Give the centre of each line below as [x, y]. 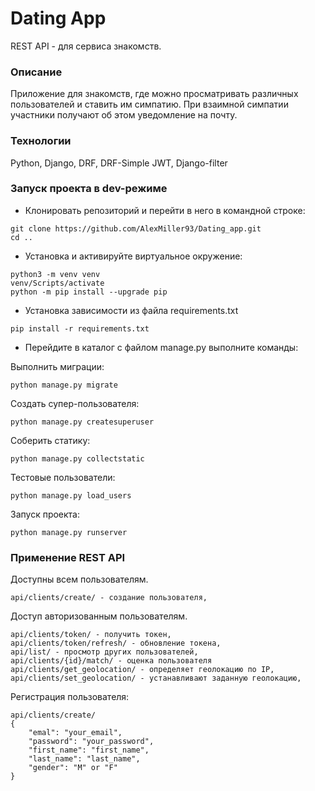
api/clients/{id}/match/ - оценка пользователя [111, 661]
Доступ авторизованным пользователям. [99, 616]
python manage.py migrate [64, 385]
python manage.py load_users [71, 495]
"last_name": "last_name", [84, 759]
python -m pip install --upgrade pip [89, 292]
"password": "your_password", [91, 742]
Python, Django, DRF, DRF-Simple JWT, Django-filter [119, 163]
